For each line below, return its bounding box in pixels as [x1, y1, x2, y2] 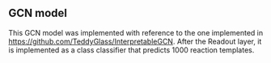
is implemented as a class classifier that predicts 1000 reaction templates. [8, 44, 255, 55]
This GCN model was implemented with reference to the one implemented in [8, 27, 264, 37]
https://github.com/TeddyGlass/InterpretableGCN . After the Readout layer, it [8, 36, 262, 46]
